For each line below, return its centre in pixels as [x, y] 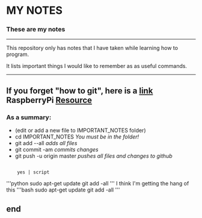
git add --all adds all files [46, 143]
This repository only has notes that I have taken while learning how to [92, 48]
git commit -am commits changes [57, 150]
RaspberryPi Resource [49, 100]
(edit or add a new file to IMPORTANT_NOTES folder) [80, 131]
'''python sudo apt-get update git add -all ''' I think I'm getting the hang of [98, 184]
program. [18, 54]
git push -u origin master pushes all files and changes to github [93, 156]
